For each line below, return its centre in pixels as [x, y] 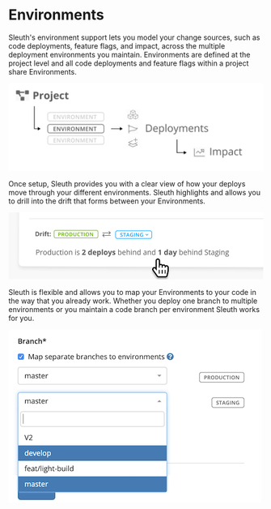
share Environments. [42, 71]
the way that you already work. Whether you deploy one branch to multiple [133, 301]
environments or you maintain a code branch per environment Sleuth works [134, 309]
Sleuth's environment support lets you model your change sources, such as [134, 37]
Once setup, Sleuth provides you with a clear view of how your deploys [127, 183]
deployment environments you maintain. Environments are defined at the [129, 54]
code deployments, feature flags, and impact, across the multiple [117, 45]
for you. [21, 318]
